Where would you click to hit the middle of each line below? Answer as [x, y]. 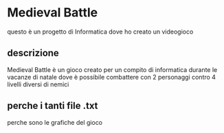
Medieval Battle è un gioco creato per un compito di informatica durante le [112, 69]
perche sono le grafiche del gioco [55, 122]
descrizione [33, 53]
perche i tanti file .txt [53, 106]
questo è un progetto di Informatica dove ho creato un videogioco [100, 32]
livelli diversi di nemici [38, 84]
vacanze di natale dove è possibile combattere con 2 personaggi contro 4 [112, 77]
